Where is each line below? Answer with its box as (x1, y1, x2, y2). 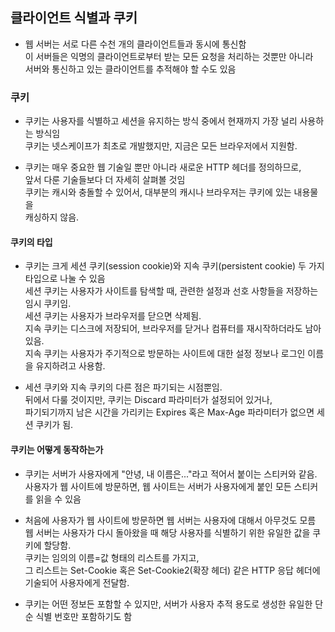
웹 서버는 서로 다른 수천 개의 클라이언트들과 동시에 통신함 (24, 38, 247, 50)
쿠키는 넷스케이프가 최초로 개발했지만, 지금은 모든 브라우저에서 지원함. (24, 140, 298, 152)
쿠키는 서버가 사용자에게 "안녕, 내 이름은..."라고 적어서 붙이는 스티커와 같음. (24, 468, 318, 480)
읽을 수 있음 (35, 493, 82, 505)
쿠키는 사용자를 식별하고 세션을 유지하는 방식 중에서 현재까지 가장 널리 (24, 115, 298, 127)
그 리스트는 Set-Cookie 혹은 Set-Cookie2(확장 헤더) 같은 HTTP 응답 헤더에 (24, 564, 321, 576)
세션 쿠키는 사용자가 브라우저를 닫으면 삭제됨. (24, 310, 202, 322)
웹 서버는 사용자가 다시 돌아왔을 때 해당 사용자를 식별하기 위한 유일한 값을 (24, 526, 311, 538)
